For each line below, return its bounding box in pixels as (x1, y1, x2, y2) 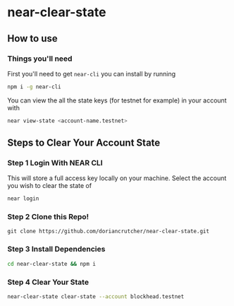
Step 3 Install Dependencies (7, 245, 106, 254)
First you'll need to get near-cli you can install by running (7, 69, 176, 78)
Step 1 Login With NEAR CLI (7, 158, 104, 167)
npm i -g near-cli (7, 83, 61, 90)
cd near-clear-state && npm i (7, 260, 97, 267)
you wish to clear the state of (7, 182, 92, 190)
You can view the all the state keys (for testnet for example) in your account (7, 96, 227, 105)
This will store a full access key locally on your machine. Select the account (7, 174, 227, 182)
